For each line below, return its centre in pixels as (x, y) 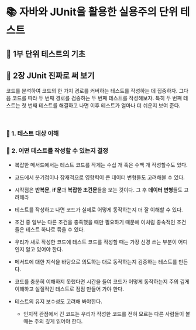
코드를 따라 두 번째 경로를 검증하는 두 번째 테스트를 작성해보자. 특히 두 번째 (97, 98)
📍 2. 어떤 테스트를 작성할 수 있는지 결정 (57, 151)
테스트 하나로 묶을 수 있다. (55, 229)
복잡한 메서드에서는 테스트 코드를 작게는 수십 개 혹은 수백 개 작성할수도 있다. (101, 164)
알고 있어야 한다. (44, 249)
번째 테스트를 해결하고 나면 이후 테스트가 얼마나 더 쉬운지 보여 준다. (104, 106)
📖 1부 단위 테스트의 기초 (46, 54)
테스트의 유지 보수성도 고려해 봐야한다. (58, 301)
